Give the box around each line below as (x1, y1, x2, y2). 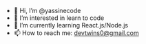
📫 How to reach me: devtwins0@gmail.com (13, 29, 139, 37)
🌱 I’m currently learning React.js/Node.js (13, 21, 129, 29)
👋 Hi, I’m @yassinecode (13, 7, 81, 14)
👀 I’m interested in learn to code (13, 14, 105, 22)
